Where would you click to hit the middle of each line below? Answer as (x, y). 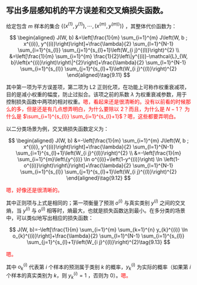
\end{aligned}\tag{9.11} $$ (98, 75)
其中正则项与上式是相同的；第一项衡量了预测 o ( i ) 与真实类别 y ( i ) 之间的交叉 (96, 202)
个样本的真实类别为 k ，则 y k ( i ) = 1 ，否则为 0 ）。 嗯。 (69, 276)
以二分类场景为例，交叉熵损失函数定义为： (57, 129)
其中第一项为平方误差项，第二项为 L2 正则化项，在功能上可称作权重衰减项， (98, 87)
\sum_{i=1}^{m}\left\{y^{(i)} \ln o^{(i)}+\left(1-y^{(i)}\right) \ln (90, 160)
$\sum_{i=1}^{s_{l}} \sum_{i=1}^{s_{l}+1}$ (73, 117)
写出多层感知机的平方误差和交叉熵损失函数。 (87, 11)
